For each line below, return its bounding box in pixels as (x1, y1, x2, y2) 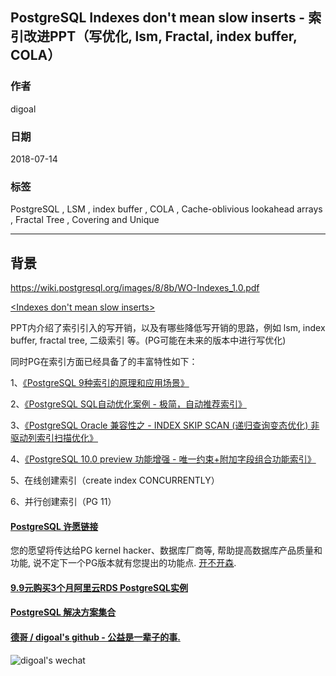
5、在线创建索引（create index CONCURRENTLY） (10, 474, 220, 487)
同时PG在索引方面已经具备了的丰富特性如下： (10, 356, 198, 368)
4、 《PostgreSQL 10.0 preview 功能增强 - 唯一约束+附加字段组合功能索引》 (10, 453, 317, 465)
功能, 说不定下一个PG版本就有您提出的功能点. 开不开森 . (10, 557, 237, 569)
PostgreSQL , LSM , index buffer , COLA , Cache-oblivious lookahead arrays (10, 203, 323, 215)
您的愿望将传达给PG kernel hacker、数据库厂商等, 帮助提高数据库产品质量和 (10, 544, 323, 557)
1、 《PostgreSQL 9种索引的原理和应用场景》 (10, 377, 190, 389)
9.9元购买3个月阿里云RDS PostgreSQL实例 (10, 581, 188, 593)
